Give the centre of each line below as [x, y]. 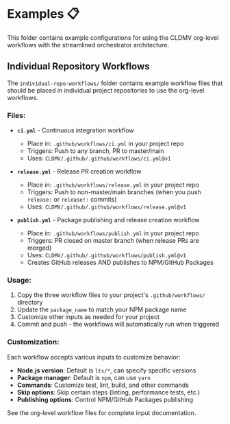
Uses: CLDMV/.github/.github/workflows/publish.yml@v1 [107, 255]
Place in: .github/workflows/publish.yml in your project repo [113, 233]
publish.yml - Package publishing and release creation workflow [108, 220]
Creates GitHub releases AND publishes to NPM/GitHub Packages [120, 263]
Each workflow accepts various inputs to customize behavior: [94, 357]
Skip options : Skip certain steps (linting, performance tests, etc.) [108, 392]
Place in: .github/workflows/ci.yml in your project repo [105, 144]
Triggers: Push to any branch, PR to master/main [95, 151]
